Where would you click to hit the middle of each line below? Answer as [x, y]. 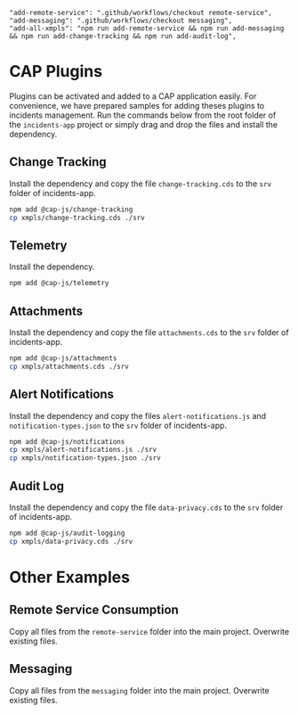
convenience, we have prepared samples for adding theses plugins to [137, 105]
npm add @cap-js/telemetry [59, 283]
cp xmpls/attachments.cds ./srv [69, 366]
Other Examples [70, 577]
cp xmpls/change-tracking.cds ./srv [77, 217]
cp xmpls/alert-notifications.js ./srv [83, 450]
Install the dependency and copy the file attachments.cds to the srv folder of [149, 332]
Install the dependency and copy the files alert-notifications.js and [138, 415]
